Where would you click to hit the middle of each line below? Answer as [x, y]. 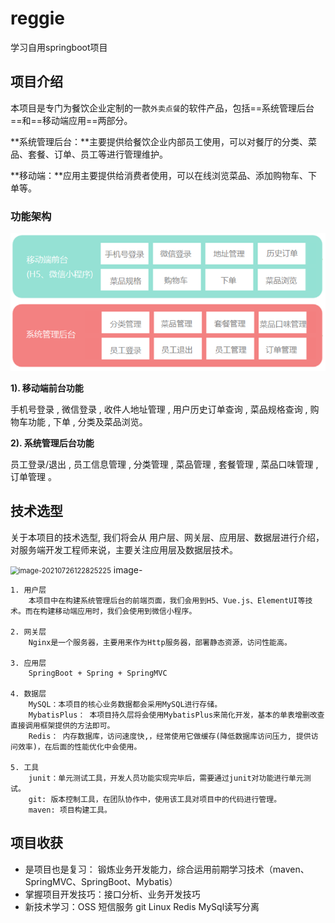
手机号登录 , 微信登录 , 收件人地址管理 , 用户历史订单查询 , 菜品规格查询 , [159, 409]
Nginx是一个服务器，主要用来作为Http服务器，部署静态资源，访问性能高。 [160, 642]
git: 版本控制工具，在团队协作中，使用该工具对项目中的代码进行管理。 [155, 799]
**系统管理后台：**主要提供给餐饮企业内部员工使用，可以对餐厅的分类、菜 [164, 141]
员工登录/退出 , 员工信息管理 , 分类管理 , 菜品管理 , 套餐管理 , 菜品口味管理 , [164, 464]
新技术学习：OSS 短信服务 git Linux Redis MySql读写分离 [142, 906]
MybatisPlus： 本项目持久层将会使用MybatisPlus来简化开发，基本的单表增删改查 [176, 715]
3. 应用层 [28, 663]
